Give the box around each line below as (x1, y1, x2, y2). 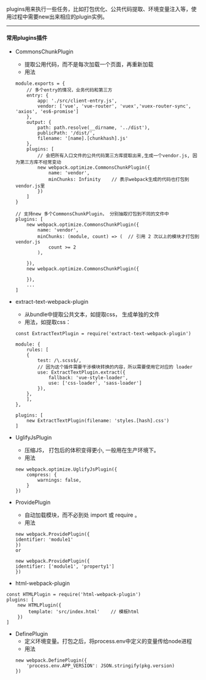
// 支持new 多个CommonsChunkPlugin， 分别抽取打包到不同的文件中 (15, 211, 169, 217)
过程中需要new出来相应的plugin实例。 (11, 13, 109, 20)
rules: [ (26, 347, 49, 353)
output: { (26, 119, 51, 126)
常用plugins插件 (6, 34, 48, 41)
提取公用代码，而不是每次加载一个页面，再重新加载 (24, 61, 154, 68)
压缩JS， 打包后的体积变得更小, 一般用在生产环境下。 (24, 447, 159, 454)
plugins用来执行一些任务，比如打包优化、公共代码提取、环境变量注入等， (6, 6, 191, 12)
